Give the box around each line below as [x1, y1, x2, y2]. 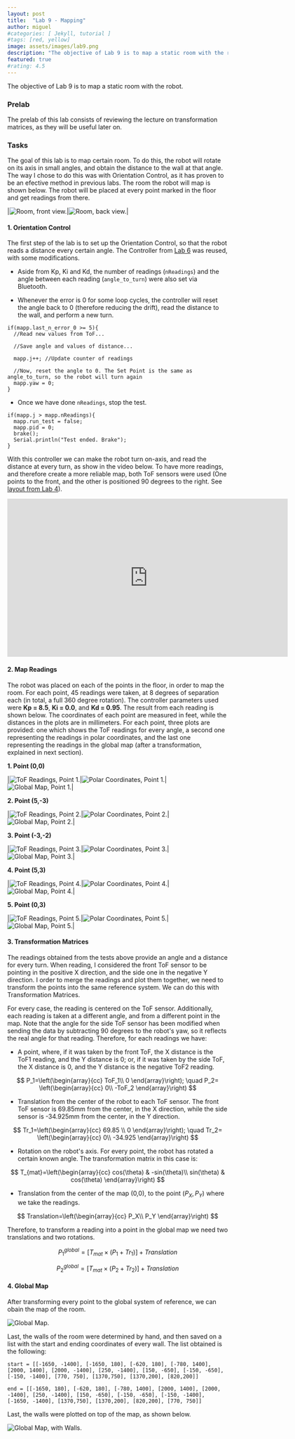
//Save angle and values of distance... [13, 343, 133, 350]
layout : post [7, 10, 46, 18]
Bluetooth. [17, 282, 48, 291]
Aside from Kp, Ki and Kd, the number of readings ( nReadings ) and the [17, 268, 219, 276]
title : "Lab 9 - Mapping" [7, 17, 86, 24]
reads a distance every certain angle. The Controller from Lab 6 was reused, [7, 247, 228, 255]
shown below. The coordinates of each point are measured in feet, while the [7, 710, 227, 719]
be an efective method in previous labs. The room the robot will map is [7, 178, 211, 187]
